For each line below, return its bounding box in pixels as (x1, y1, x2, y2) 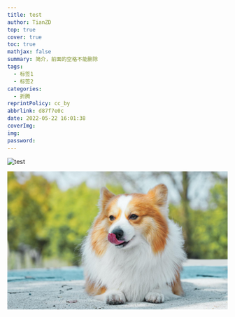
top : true (7, 26, 36, 33)
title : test (7, 11, 42, 18)
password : (7, 137, 36, 144)
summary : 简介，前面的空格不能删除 (7, 56, 99, 63)
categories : (7, 85, 42, 93)
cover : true (7, 34, 42, 41)
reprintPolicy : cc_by (7, 100, 71, 107)
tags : (7, 63, 23, 70)
